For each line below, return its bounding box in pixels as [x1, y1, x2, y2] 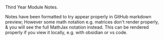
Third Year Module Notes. [5, 4, 58, 10]
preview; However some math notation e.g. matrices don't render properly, [5, 19, 159, 25]
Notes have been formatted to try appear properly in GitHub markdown [5, 14, 151, 19]
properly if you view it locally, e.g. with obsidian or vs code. [5, 30, 127, 35]
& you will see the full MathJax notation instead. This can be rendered [5, 24, 149, 30]
